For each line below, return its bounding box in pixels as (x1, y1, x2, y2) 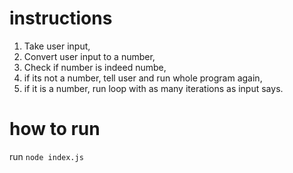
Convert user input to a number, (23, 50, 156, 62)
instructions (9, 7, 113, 30)
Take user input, (23, 40, 91, 52)
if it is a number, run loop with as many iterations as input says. (23, 82, 284, 94)
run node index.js (9, 150, 84, 162)
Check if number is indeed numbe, (23, 61, 167, 73)
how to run (9, 118, 101, 141)
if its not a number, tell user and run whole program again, (23, 72, 263, 84)
